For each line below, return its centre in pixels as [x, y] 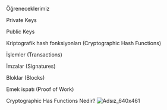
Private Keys [21, 20]
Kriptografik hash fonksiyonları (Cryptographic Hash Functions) [84, 43]
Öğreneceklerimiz [28, 9]
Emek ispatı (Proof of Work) [40, 89]
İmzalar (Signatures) [31, 66]
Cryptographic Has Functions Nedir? [51, 101]
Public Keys [21, 32]
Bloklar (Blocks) [26, 78]
